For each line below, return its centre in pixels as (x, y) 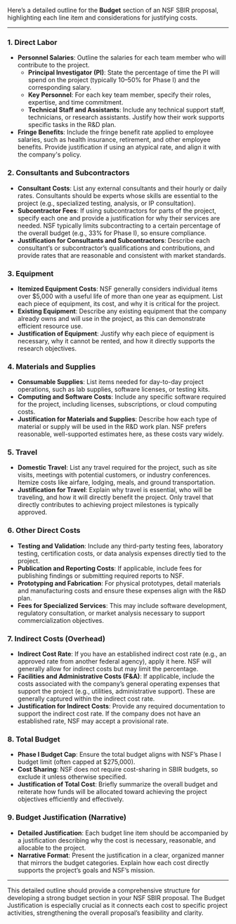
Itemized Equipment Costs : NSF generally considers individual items (117, 289)
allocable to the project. (52, 847)
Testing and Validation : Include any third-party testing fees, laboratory (120, 546)
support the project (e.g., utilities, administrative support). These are (116, 692)
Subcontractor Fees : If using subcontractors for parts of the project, (117, 211)
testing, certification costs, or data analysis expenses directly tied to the (122, 553)
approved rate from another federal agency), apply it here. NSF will (114, 661)
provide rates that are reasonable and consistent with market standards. (122, 255)
